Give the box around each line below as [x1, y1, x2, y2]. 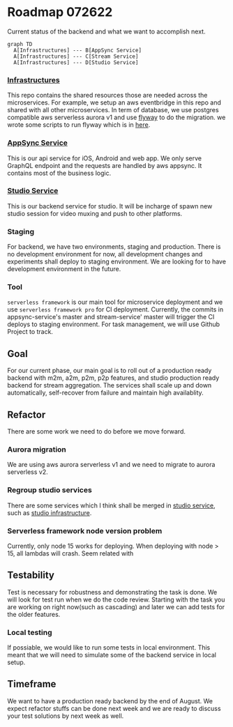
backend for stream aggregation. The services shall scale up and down [7, 381, 212, 390]
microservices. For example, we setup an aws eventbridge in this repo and [7, 98, 221, 107]
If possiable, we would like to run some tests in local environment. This [7, 643, 211, 652]
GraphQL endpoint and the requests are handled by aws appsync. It [7, 161, 202, 169]
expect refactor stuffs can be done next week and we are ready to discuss [7, 704, 221, 712]
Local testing [7, 627, 52, 637]
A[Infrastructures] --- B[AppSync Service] [13, 47, 142, 54]
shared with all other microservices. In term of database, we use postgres [7, 106, 219, 114]
